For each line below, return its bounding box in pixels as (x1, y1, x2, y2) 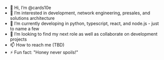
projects (9, 36, 27, 42)
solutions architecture (9, 15, 55, 21)
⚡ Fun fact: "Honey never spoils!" (9, 50, 78, 55)
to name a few (9, 26, 40, 32)
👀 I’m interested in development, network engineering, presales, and (9, 10, 151, 16)
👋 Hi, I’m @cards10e (9, 5, 51, 10)
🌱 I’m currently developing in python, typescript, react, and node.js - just (9, 20, 159, 26)
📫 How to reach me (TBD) (9, 42, 65, 48)
